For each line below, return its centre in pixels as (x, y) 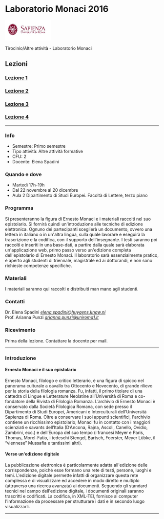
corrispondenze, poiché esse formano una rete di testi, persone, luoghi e (78, 470)
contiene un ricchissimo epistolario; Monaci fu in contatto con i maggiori (78, 422)
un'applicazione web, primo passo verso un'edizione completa (68, 250)
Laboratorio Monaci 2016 (57, 9)
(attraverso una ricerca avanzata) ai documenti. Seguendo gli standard (76, 486)
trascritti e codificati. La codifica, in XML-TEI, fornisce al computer (72, 496)
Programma (19, 208)
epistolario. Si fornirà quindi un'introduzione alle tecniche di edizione (74, 224)
